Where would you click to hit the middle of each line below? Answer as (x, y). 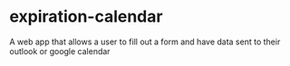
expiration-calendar (86, 17)
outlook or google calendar (60, 51)
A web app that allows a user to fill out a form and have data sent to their (145, 42)
